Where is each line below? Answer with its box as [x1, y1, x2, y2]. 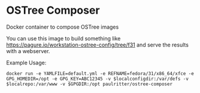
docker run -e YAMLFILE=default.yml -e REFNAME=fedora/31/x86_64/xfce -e [6, 70, 195, 76]
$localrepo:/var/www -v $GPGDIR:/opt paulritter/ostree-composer [6, 81, 172, 87]
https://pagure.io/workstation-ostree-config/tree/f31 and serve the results [6, 41, 189, 48]
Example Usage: [6, 59, 47, 66]
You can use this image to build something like [6, 35, 121, 42]
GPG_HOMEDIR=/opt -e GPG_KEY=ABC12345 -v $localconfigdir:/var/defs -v [6, 76, 189, 82]
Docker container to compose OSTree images [6, 23, 119, 30]
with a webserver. [6, 47, 50, 54]
